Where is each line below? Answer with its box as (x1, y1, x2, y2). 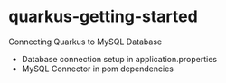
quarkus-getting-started (8, 6, 198, 27)
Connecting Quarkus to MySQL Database (8, 36, 163, 47)
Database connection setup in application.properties (21, 53, 218, 64)
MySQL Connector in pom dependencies (21, 63, 174, 74)
